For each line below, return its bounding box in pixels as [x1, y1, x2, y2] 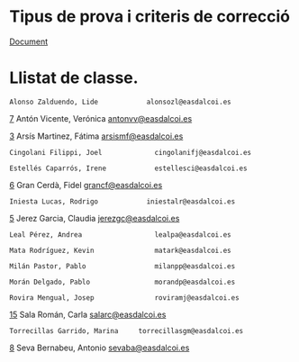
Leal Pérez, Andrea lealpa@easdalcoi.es [9, 230, 231, 240]
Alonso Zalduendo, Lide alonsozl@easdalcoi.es [9, 97, 231, 106]
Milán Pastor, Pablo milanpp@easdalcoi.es [9, 261, 236, 271]
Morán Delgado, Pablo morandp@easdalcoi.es [9, 277, 236, 286]
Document [9, 36, 49, 47]
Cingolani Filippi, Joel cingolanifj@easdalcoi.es [9, 148, 252, 157]
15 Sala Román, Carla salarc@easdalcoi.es [9, 309, 167, 320]
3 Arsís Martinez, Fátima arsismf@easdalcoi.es [9, 131, 184, 141]
